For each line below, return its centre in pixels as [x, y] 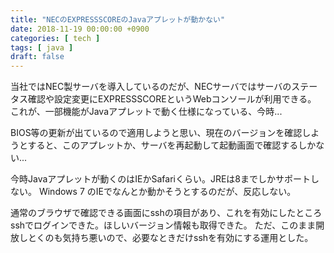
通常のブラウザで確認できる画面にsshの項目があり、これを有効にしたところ [166, 213]
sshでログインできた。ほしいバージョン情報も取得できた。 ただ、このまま [163, 225]
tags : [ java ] [42, 47]
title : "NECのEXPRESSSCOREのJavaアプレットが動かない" [118, 19]
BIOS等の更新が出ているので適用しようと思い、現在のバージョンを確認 [156, 133]
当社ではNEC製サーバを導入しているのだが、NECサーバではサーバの [151, 87]
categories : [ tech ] [55, 38]
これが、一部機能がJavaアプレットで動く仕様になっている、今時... [146, 112]
